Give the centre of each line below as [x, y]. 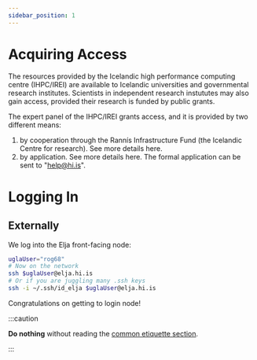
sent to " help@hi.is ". [53, 165]
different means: [35, 125]
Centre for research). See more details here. [91, 148]
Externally [34, 226]
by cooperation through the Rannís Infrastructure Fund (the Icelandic [130, 140]
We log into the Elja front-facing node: [70, 244]
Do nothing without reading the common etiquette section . [103, 333]
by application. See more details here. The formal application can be [130, 156]
